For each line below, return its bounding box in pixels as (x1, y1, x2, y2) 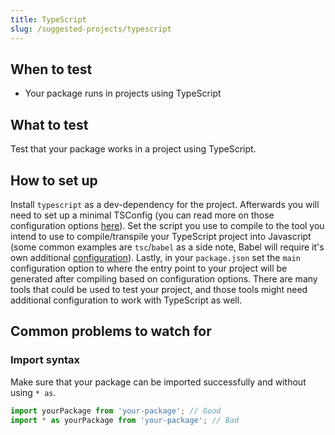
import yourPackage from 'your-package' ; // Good (10, 406, 222, 416)
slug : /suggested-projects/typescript (10, 24, 172, 34)
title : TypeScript (10, 14, 87, 25)
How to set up (10, 172, 98, 189)
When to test (10, 61, 93, 78)
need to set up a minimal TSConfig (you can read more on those (10, 209, 275, 221)
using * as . (10, 386, 57, 398)
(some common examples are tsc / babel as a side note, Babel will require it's (10, 241, 325, 253)
